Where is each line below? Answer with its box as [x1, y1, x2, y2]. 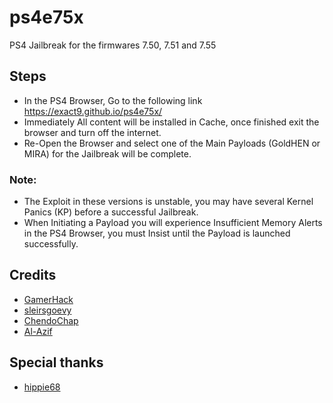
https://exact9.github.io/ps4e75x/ [23, 105, 163, 117]
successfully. [23, 238, 79, 250]
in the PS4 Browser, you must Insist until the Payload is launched [23, 227, 291, 240]
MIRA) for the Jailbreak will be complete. [23, 147, 192, 160]
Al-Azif [23, 325, 53, 337]
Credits [9, 267, 57, 284]
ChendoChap [23, 314, 79, 326]
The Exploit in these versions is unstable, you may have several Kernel [23, 196, 314, 208]
